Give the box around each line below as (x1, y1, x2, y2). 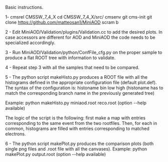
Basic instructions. (5, 5, 44, 10)
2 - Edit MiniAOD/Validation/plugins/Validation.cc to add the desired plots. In (5, 29, 163, 35)
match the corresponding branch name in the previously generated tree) (5, 90, 154, 96)
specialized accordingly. (5, 40, 56, 46)
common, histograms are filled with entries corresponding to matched (5, 125, 149, 131)
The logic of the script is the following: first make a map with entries (5, 115, 146, 121)
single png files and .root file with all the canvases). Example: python (5, 146, 147, 152)
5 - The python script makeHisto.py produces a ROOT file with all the (5, 74, 148, 80)
